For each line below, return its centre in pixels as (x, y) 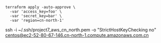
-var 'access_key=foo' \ (36, 12)
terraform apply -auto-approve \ (40, 7)
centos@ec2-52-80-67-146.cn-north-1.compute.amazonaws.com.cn (77, 35)
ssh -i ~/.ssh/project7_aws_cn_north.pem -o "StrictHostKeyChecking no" (81, 30)
